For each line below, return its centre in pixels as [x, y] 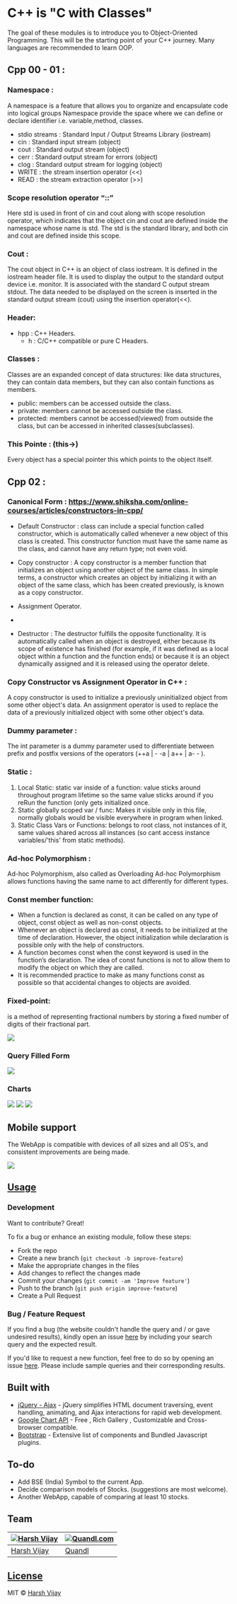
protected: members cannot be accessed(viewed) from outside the [115, 418]
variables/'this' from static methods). [71, 840]
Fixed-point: [29, 1001]
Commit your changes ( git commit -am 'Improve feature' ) [104, 1280]
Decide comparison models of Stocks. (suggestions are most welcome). [123, 1489]
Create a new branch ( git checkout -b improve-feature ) [100, 1258]
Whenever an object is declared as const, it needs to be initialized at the [122, 930]
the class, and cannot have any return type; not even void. [102, 548]
